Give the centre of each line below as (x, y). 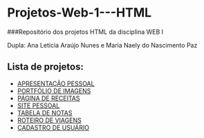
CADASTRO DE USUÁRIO (53, 127)
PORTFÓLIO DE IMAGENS (54, 90)
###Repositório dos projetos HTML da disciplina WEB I (85, 32)
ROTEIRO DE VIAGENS (49, 120)
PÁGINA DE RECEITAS (49, 98)
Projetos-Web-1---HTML (80, 13)
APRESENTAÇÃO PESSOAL (56, 83)
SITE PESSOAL (38, 106)
